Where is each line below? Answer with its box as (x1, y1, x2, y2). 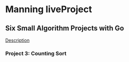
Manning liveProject (5, 4, 92, 15)
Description (5, 37, 30, 43)
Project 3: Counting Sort (5, 50, 67, 57)
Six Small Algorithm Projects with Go (5, 24, 124, 33)
